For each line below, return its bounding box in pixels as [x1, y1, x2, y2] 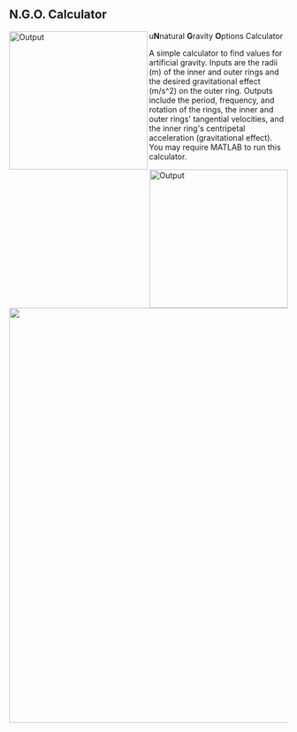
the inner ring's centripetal [148, 123, 246, 134]
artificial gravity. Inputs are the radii [148, 57, 278, 67]
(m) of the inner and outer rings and [148, 66, 280, 77]
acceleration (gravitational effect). [148, 132, 272, 143]
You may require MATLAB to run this [148, 142, 281, 152]
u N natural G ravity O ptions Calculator [148, 30, 284, 41]
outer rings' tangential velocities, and [148, 113, 285, 124]
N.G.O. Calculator [9, 7, 108, 22]
